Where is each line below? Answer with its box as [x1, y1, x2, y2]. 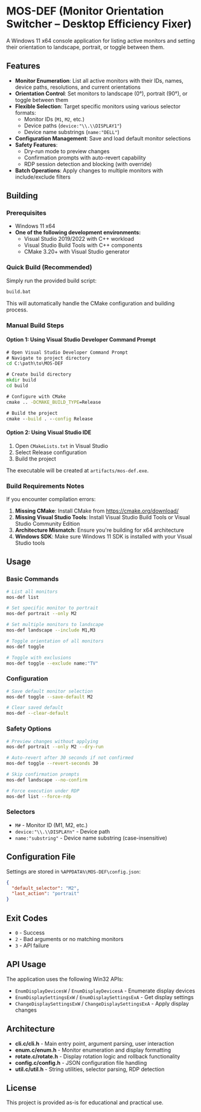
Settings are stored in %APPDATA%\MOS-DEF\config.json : [6, 868, 141, 875]
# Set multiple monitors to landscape [6, 622, 104, 628]
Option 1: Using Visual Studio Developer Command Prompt [6, 336, 156, 344]
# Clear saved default [6, 705, 63, 711]
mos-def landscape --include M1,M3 [6, 627, 96, 633]
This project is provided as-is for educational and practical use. [6, 1099, 164, 1106]
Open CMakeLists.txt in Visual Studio [14, 442, 109, 449]
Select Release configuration [14, 449, 87, 456]
